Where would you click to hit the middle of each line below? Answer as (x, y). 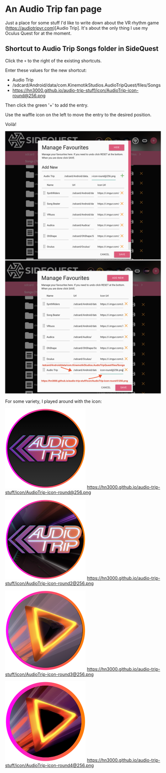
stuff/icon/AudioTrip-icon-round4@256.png (49, 766)
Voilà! (11, 124)
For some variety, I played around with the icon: (54, 401)
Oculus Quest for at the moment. (38, 33)
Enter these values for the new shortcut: (46, 70)
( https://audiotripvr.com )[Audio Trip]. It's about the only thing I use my (77, 28)
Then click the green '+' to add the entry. (47, 105)
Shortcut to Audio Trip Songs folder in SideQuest (82, 49)
